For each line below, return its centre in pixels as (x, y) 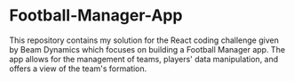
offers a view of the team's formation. (78, 69)
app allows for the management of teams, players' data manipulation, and (144, 59)
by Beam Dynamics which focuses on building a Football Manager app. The (147, 49)
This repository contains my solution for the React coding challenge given (144, 40)
